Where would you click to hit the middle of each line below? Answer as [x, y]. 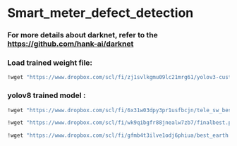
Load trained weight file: [50, 63]
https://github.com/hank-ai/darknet [71, 44]
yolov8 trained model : [47, 95]
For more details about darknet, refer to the [83, 35]
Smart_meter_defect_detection [101, 13]
